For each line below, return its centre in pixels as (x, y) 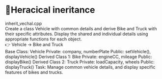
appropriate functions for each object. (43, 39)
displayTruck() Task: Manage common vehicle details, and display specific (80, 67)
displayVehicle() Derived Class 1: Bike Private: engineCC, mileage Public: (79, 57)
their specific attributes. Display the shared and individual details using (77, 34)
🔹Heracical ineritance (50, 10)
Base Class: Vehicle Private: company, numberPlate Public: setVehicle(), (78, 51)
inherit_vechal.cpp (24, 23)
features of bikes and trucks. (34, 72)
